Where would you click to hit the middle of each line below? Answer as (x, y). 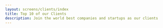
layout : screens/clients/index (37, 9)
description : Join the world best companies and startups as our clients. (83, 18)
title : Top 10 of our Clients (36, 14)
